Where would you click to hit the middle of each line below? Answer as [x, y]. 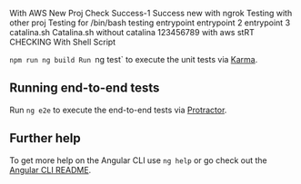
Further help [45, 138]
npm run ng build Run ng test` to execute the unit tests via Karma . [134, 59]
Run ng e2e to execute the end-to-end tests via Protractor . [118, 110]
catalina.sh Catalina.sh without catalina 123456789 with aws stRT [132, 32]
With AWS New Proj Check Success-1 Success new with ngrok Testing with [151, 13]
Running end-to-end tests [85, 88]
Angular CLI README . [50, 169]
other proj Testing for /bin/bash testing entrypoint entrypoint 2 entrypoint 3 [150, 23]
